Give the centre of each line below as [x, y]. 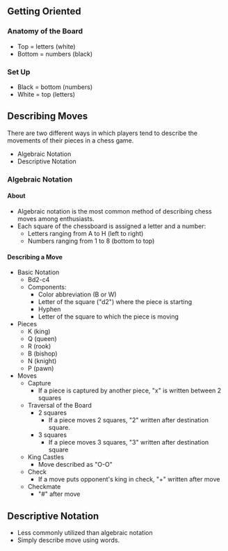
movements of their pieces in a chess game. [71, 140]
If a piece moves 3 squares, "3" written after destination [129, 442]
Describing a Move [35, 257]
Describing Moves [48, 117]
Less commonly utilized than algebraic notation [85, 532]
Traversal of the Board [60, 406]
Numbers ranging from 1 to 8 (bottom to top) [91, 241]
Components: [47, 287]
